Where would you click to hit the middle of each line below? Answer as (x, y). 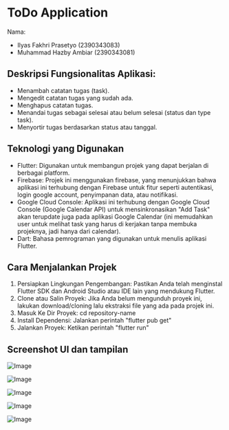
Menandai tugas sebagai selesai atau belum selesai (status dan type (114, 112)
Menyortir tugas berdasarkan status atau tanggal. (87, 127)
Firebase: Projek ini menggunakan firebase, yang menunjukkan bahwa (117, 180)
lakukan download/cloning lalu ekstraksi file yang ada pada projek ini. (116, 306)
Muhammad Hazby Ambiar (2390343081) (76, 52)
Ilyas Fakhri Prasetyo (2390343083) (68, 45)
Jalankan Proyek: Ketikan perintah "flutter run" (83, 327)
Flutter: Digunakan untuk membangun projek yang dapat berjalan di (113, 165)
